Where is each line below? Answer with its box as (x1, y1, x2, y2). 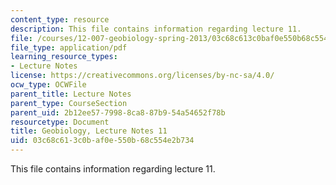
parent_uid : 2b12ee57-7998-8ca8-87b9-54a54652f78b (10, 107, 226, 118)
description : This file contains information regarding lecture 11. (10, 24, 302, 34)
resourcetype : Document (10, 117, 110, 127)
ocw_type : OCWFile (10, 80, 87, 90)
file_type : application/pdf (10, 42, 128, 53)
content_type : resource (10, 14, 110, 25)
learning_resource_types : (10, 52, 118, 62)
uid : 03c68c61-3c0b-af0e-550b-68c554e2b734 (10, 136, 195, 146)
